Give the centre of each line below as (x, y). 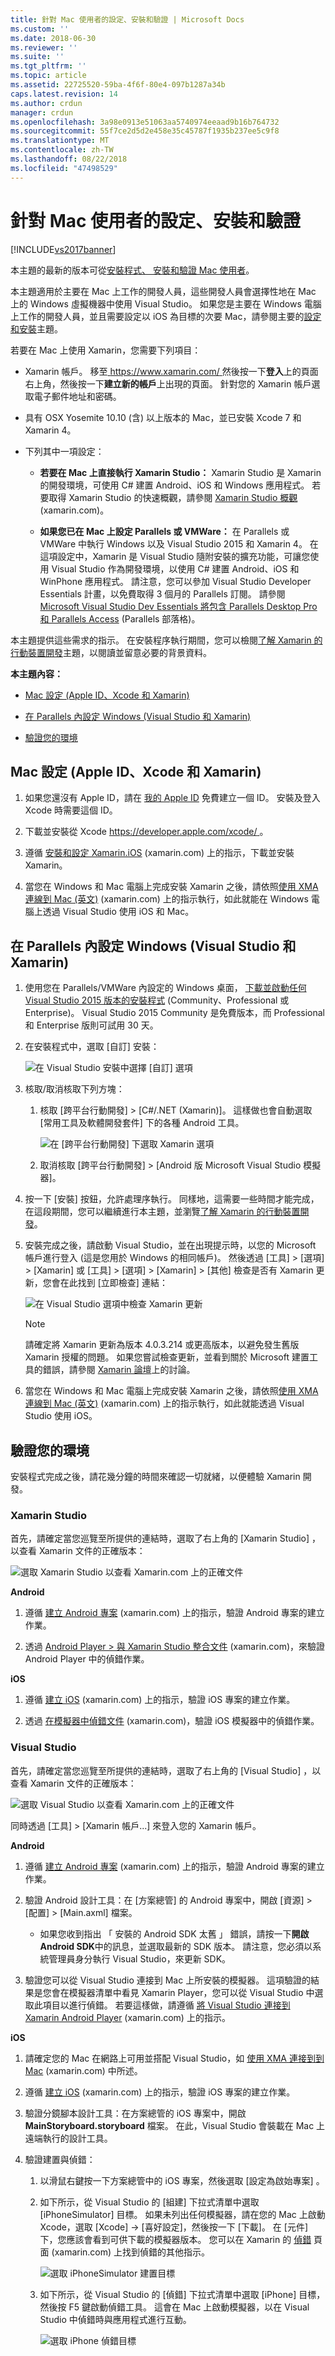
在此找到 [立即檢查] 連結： (113, 1283)
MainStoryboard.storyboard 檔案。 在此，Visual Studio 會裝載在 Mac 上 (175, 2125)
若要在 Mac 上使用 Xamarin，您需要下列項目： (106, 350)
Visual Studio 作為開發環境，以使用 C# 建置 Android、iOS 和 (175, 568)
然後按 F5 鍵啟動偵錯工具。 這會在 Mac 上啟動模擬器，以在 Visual (174, 2307)
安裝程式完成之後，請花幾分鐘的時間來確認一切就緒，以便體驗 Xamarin (155, 1476)
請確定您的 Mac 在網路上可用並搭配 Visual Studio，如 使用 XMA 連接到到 (174, 2058)
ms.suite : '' (37, 57)
